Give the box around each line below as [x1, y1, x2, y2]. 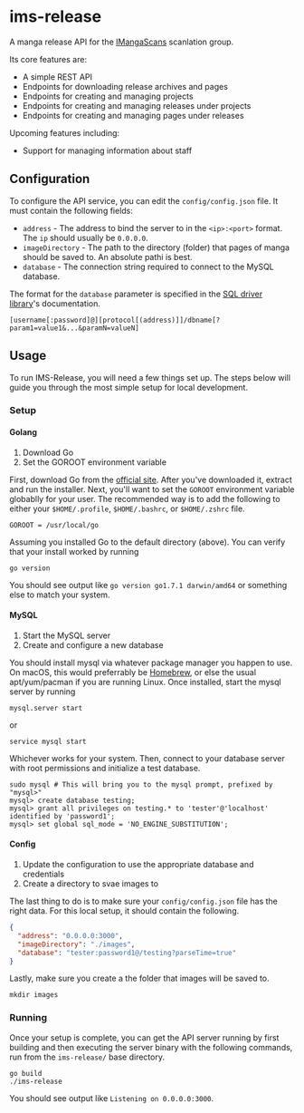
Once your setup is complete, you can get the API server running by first [9, 1031, 280, 1043]
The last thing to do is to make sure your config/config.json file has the [9, 895, 279, 907]
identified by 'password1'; [9, 811, 116, 821]
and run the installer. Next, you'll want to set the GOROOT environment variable [9, 483, 295, 495]
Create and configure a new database [22, 639, 165, 650]
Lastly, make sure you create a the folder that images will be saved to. [9, 973, 270, 984]
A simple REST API [22, 71, 93, 82]
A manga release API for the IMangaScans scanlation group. [9, 36, 234, 47]
